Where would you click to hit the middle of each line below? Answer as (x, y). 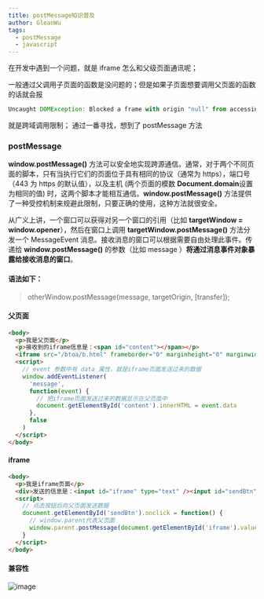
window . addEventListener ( (65, 376)
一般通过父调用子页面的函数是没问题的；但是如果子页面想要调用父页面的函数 (132, 85)
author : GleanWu (35, 23)
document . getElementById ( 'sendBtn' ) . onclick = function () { (123, 513)
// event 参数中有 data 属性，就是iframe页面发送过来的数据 (112, 370)
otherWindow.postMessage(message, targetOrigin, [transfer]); (128, 297)
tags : (17, 30)
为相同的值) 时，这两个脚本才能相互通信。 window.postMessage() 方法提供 (130, 194)
